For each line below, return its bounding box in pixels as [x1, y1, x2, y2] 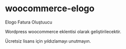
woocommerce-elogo [5, 3, 95, 14]
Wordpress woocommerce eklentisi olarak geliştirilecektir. [5, 28, 122, 34]
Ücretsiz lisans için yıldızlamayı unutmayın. [5, 38, 91, 44]
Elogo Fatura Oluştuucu [5, 19, 53, 25]
